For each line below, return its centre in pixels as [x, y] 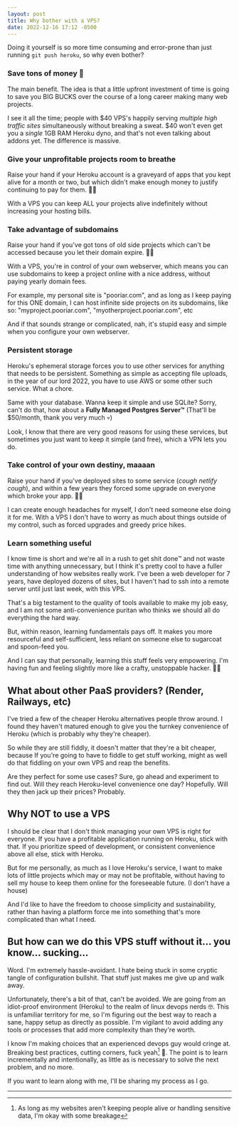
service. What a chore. [41, 388]
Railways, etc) [39, 702]
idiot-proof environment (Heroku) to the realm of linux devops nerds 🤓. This [118, 1006]
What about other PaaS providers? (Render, [106, 690]
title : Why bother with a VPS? [54, 21]
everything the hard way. [44, 618]
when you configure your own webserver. [68, 332]
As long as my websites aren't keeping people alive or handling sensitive [124, 1108]
